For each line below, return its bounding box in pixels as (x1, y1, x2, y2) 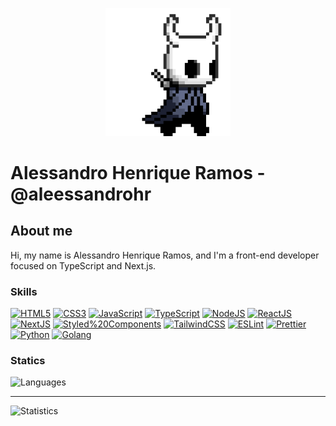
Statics (10, 354, 46, 368)
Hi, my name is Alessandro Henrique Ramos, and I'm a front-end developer (10, 249, 320, 261)
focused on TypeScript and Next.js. (10, 259, 157, 272)
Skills (10, 284, 38, 298)
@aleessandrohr (10, 183, 152, 206)
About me (10, 223, 73, 240)
